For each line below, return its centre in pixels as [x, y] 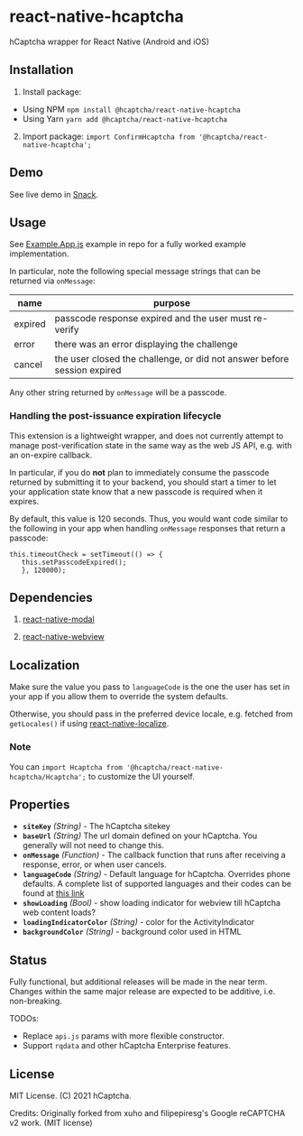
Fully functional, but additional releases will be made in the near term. [138, 982]
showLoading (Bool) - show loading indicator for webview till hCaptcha [151, 903]
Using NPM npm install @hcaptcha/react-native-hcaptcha [131, 109]
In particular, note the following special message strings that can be [135, 272]
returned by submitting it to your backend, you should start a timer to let [143, 482]
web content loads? [59, 912]
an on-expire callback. [51, 455]
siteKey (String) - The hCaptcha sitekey [96, 827]
